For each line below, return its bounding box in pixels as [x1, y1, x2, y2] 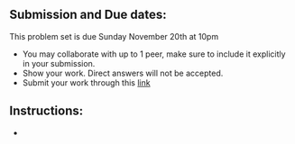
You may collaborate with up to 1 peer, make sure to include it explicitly [22, 49, 286, 59]
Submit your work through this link [22, 76, 151, 88]
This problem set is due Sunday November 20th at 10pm [9, 31, 219, 41]
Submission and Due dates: [9, 7, 167, 22]
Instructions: [9, 103, 84, 119]
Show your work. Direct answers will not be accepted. [22, 67, 224, 78]
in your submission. [22, 58, 96, 68]
